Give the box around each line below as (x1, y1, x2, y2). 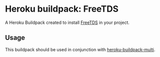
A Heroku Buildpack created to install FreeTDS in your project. (5, 19, 130, 25)
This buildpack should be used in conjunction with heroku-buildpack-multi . (5, 46, 156, 52)
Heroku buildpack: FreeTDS (5, 3, 119, 15)
